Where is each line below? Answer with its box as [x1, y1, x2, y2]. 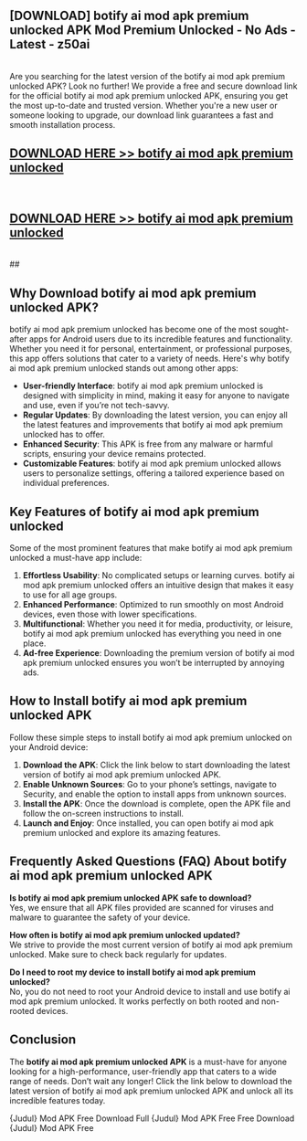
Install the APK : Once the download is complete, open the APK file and [22, 798, 291, 808]
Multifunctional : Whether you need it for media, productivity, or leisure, [22, 618, 293, 629]
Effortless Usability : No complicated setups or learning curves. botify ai [22, 570, 295, 581]
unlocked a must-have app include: [9, 553, 143, 564]
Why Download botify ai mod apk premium [9, 285, 258, 301]
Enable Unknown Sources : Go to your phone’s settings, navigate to [22, 778, 277, 789]
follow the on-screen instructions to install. [22, 808, 185, 819]
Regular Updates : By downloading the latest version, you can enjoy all [22, 409, 288, 420]
